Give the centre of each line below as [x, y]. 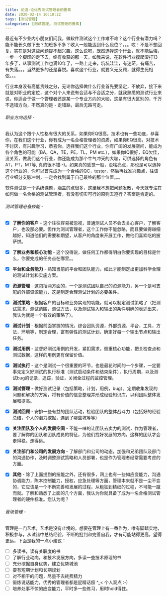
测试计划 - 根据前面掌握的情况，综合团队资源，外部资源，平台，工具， [84, 325]
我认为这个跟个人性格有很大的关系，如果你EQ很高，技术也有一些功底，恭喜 [82, 134]
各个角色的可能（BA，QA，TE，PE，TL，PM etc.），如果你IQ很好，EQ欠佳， [83, 152]
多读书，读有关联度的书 [36, 551]
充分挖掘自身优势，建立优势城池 [45, 564]
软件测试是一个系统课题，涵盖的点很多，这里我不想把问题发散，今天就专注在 [83, 188]
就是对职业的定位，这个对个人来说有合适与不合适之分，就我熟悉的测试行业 [81, 93]
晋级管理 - [16, 512]
